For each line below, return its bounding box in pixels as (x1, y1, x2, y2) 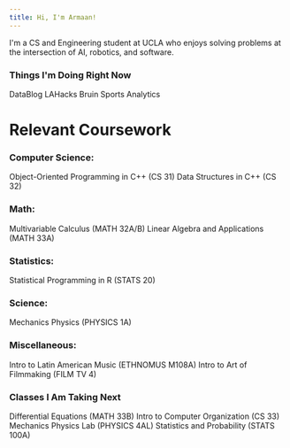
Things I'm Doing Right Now (9, 68, 132, 81)
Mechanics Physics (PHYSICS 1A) (9, 317, 133, 328)
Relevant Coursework (9, 120, 172, 140)
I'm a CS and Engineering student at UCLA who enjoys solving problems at (9, 37, 281, 48)
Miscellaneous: (9, 339, 77, 351)
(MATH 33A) (9, 232, 55, 243)
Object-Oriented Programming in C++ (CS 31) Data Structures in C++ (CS (9, 172, 277, 182)
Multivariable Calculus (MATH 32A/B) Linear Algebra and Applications (9, 223, 264, 234)
